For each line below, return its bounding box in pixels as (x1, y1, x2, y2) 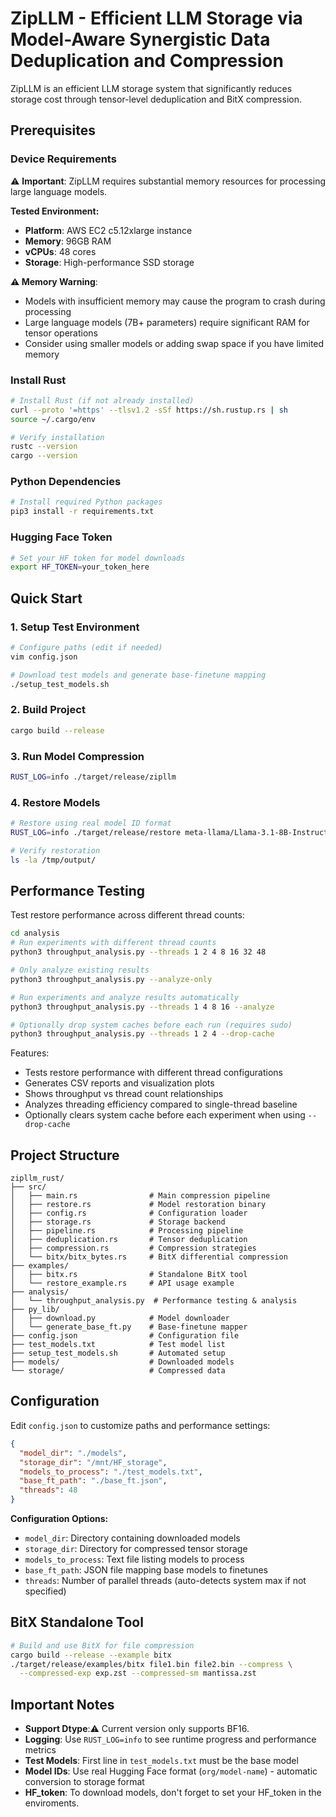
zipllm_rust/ (10, 1173, 65, 1184)
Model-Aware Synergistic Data (10, 28, 271, 51)
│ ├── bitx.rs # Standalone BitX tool (10, 1270, 248, 1280)
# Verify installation (10, 432, 105, 442)
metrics (24, 1744, 57, 1756)
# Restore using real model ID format (10, 818, 172, 829)
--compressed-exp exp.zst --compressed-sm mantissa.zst (19, 1668, 257, 1679)
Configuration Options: (10, 1513, 109, 1525)
